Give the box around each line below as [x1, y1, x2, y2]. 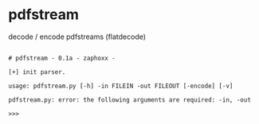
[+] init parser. [8, 68, 66, 76]
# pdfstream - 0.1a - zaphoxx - [8, 54, 116, 62]
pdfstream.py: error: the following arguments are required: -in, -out [8, 95, 251, 104]
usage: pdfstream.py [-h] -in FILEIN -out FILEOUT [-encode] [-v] [8, 82, 233, 90]
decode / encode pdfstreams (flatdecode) [8, 32, 146, 41]
